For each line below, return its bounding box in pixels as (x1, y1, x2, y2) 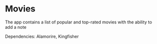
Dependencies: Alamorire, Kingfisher (5, 33, 79, 39)
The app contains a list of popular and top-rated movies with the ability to (5, 19, 152, 25)
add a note (5, 24, 27, 30)
